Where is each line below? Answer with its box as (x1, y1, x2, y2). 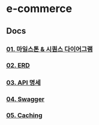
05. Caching (6, 111, 43, 120)
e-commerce (6, 2, 73, 16)
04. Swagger (6, 95, 45, 103)
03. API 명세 (6, 79, 41, 87)
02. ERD (6, 61, 30, 70)
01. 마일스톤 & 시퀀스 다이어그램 (6, 44, 93, 53)
